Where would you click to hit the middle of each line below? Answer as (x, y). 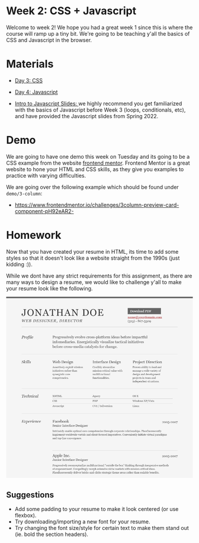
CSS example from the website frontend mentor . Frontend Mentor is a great (98, 163)
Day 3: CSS (29, 80)
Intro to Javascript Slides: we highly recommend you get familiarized (98, 103)
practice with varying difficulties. (46, 175)
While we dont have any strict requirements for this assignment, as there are (99, 276)
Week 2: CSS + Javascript (71, 11)
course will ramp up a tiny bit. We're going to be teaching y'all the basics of (98, 33)
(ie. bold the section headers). (52, 534)
